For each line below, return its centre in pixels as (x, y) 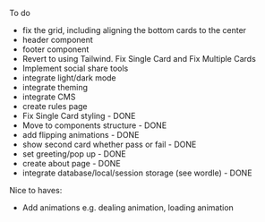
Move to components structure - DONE (94, 125)
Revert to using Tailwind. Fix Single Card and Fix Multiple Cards (139, 59)
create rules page (55, 106)
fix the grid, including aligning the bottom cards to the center (134, 30)
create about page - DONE (71, 163)
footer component (56, 49)
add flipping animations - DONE (81, 135)
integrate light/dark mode (69, 78)
